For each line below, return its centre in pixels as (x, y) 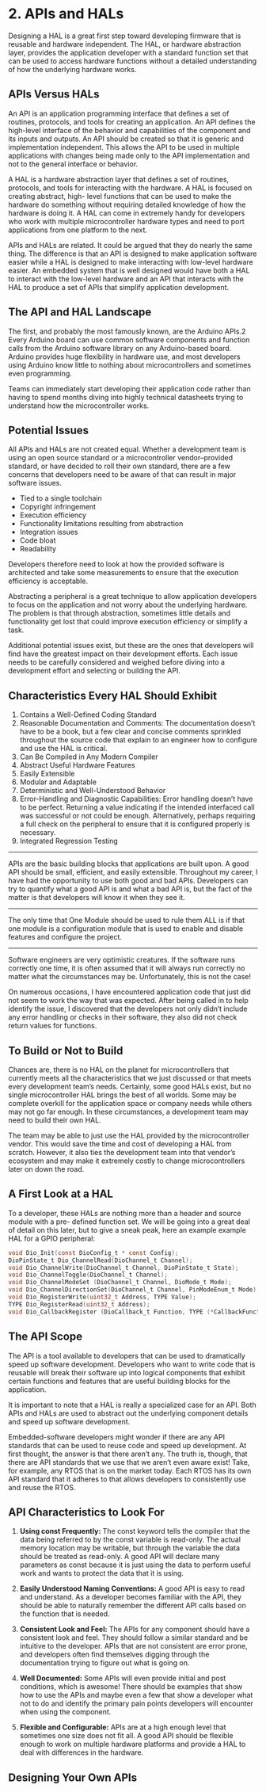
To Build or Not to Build (66, 1050)
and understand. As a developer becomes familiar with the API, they (131, 1597)
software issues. (35, 483)
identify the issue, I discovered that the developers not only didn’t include (128, 1009)
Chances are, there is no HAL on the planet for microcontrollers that (119, 1069)
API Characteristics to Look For (86, 1512)
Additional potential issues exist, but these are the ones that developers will (131, 646)
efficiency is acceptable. (48, 581)
